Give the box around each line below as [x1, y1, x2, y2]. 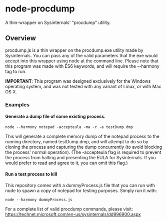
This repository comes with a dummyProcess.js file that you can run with [5, 183, 155, 189]
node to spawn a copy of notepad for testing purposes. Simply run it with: [5, 188, 157, 194]
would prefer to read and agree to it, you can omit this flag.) [5, 160, 128, 166]
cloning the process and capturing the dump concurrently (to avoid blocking [5, 144, 162, 150]
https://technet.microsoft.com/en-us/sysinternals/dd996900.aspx [5, 212, 141, 218]
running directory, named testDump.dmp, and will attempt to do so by [5, 138, 148, 145]
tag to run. [5, 68, 26, 74]
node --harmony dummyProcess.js [5, 198, 72, 203]
